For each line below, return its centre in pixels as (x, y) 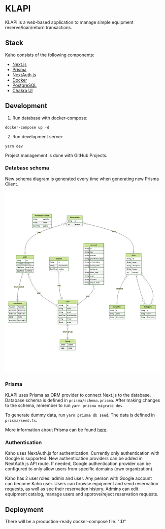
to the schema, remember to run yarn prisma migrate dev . (65, 405)
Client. (12, 184)
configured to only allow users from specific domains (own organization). (79, 469)
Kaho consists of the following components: (50, 55)
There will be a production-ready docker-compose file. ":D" (66, 521)
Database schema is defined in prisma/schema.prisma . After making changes (82, 400)
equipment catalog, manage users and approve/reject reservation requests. (82, 494)
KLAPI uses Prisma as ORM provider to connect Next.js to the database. (78, 395)
